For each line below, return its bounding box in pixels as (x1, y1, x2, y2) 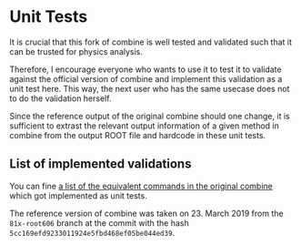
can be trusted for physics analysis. (9, 46, 144, 56)
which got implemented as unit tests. (9, 189, 147, 201)
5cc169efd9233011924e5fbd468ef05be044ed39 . (9, 227, 176, 238)
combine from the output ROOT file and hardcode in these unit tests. (9, 129, 266, 140)
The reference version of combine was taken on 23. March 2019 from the (9, 208, 284, 219)
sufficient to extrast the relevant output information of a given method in (9, 120, 280, 131)
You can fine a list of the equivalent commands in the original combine (9, 180, 273, 191)
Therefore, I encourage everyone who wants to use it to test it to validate (9, 64, 282, 75)
